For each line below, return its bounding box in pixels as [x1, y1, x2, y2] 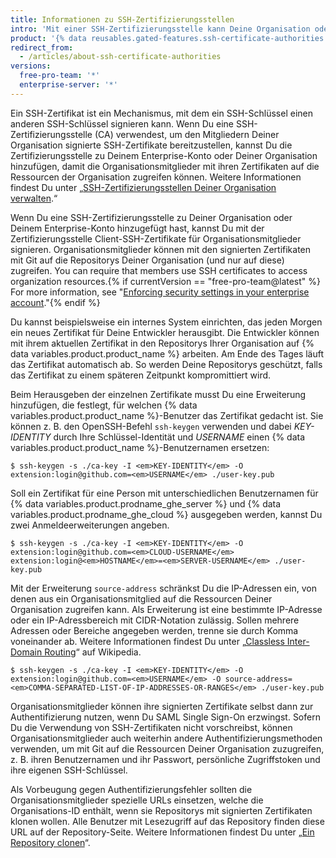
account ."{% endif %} [10, 296, 101, 308]
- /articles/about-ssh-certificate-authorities [19, 52, 222, 62]
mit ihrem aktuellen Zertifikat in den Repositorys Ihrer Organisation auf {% [10, 337, 315, 349]
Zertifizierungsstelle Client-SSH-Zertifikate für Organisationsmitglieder [10, 232, 302, 245]
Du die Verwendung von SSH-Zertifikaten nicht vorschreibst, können [10, 721, 293, 733]
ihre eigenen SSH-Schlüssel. [10, 764, 128, 776]
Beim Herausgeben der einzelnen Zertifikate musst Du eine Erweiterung [10, 388, 307, 400]
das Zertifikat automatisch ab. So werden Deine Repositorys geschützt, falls [10, 358, 323, 370]
